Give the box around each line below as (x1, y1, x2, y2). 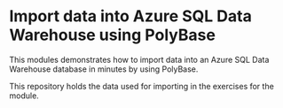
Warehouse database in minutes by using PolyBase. (9, 64, 199, 74)
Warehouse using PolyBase (9, 25, 216, 45)
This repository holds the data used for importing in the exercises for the (9, 81, 275, 91)
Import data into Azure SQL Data (9, 6, 253, 27)
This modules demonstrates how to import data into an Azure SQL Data (9, 54, 270, 65)
